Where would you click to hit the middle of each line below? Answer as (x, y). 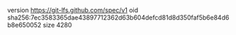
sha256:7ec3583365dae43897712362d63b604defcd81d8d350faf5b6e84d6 (118, 17)
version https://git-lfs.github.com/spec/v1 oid (73, 10)
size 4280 (57, 25)
